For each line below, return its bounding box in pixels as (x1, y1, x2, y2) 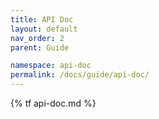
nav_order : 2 (10, 33, 65, 43)
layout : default (10, 24, 78, 34)
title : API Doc (10, 14, 74, 25)
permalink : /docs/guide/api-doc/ (10, 70, 150, 80)
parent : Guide (10, 42, 70, 53)
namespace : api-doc (10, 61, 92, 71)
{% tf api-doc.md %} (10, 97, 97, 109)
